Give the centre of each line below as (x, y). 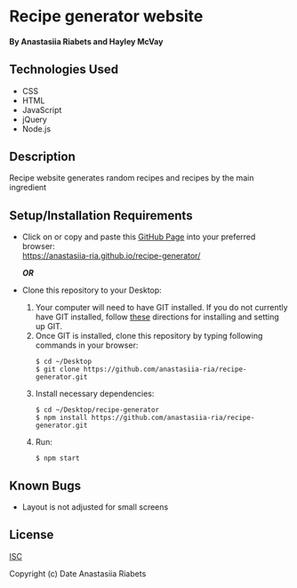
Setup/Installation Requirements (101, 215)
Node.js (36, 129)
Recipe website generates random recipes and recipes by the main (132, 178)
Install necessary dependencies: (95, 394)
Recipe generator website (106, 16)
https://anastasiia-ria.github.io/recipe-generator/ (111, 256)
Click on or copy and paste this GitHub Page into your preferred (139, 237)
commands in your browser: (87, 345)
